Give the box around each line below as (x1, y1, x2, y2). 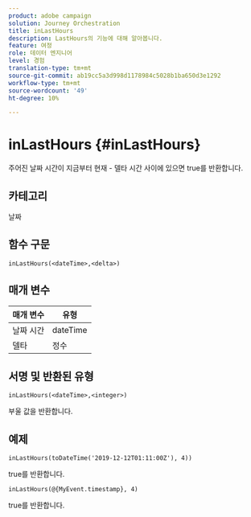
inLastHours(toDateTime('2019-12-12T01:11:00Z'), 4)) (8, 454, 193, 462)
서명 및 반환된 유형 (8, 370, 94, 384)
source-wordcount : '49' (8, 86, 88, 95)
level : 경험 (8, 57, 46, 65)
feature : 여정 (8, 42, 52, 50)
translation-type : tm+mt (8, 64, 92, 72)
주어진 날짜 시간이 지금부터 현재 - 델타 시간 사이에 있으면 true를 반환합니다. (8, 163, 244, 173)
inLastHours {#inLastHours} (8, 136, 201, 154)
